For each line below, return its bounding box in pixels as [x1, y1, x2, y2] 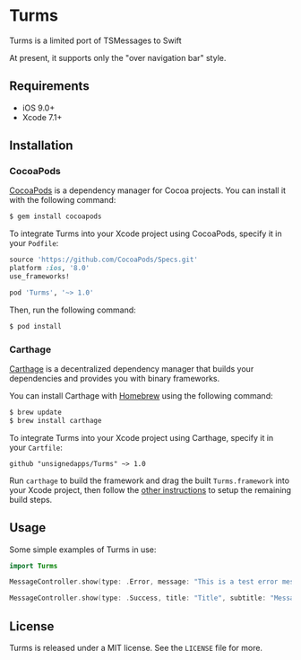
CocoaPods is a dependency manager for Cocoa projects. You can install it [9, 185, 287, 196]
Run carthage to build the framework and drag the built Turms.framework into [9, 475, 289, 486]
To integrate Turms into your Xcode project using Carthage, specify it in [9, 432, 274, 443]
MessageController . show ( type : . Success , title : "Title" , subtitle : [9, 594, 267, 603]
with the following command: [9, 195, 116, 206]
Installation [9, 138, 73, 154]
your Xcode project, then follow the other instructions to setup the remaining [9, 484, 292, 495]
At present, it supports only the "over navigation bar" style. [9, 52, 227, 63]
